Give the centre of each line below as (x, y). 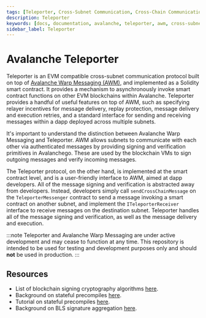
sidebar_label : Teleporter (41, 29)
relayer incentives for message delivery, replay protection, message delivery (103, 109)
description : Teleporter (38, 18)
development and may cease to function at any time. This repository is (95, 242)
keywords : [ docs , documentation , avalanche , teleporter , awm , (87, 23)
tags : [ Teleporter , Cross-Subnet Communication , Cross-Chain (86, 12)
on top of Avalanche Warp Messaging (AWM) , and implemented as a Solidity (103, 83)
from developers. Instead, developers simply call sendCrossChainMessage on (101, 191)
